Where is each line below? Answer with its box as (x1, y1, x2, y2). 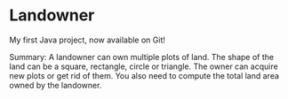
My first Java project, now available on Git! (9, 34, 166, 45)
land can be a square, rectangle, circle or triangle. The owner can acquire (9, 61, 278, 72)
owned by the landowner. (9, 80, 102, 90)
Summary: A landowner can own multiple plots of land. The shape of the (9, 51, 274, 62)
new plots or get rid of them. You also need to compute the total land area (9, 70, 280, 80)
